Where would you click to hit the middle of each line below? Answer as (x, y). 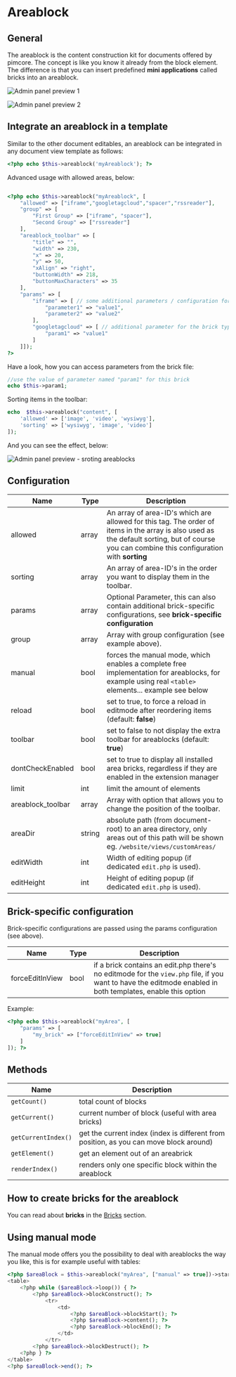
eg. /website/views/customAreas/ (161, 846)
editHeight (28, 882)
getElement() (33, 1153)
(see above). (26, 936)
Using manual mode (52, 1237)
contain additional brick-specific (160, 606)
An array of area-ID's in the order (162, 568)
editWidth (27, 862)
